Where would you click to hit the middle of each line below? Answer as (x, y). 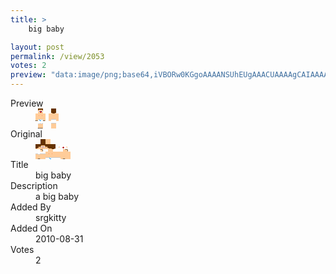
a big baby (57, 196)
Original (26, 134)
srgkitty (51, 217)
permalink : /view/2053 (57, 56)
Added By (31, 207)
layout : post (37, 47)
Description (34, 185)
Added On (31, 228)
